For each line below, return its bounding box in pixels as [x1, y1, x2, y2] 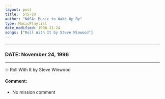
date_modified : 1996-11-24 [5, 26, 60, 31]
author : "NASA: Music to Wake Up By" [5, 16, 82, 21]
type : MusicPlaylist [5, 21, 48, 26]
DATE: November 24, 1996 [5, 51, 69, 58]
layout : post [5, 7, 32, 12]
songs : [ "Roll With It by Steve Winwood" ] [5, 30, 93, 35]
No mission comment [12, 89, 55, 95]
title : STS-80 [5, 12, 36, 17]
